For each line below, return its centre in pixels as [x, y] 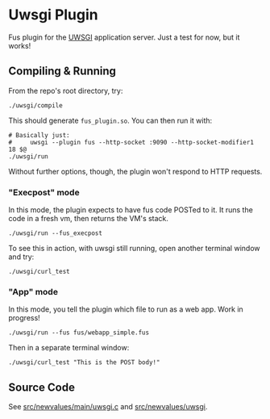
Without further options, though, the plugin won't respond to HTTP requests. [135, 171]
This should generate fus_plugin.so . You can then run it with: [110, 120]
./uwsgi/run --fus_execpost [56, 233]
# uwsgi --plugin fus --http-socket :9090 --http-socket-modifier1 [131, 142]
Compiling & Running [62, 71]
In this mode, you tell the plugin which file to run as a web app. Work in [126, 309]
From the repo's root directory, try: [66, 90]
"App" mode [33, 291]
